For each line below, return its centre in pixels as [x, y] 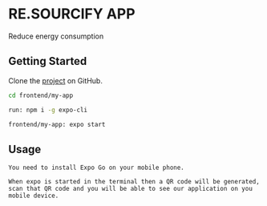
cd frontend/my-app [41, 95]
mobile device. [34, 196]
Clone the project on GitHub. [55, 80]
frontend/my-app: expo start [57, 124]
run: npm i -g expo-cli [48, 110]
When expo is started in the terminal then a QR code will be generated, [134, 182]
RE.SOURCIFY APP [72, 14]
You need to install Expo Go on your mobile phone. [96, 168]
